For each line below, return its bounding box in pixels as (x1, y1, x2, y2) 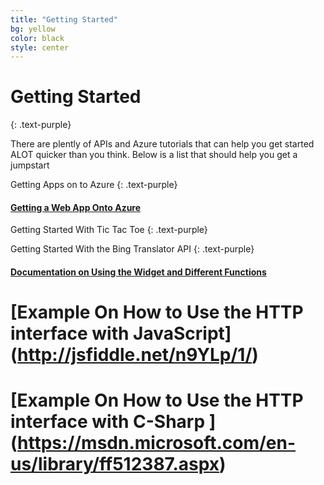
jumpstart (10, 159, 50, 171)
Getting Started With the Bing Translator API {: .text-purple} (10, 243, 255, 255)
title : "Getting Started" (10, 14, 118, 25)
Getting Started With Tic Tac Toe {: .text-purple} (10, 224, 208, 236)
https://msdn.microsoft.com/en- (17, 432, 297, 455)
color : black (10, 33, 65, 43)
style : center (10, 42, 70, 53)
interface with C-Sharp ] (10, 411, 217, 433)
